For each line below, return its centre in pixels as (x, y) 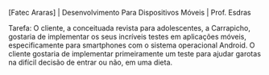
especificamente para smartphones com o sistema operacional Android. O (132, 45)
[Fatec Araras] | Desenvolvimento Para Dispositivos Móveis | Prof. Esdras (130, 12)
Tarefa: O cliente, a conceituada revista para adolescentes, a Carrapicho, (130, 28)
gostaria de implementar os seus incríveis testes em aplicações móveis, (128, 37)
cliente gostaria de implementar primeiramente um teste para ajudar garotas (135, 54)
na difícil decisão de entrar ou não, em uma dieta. (91, 62)
